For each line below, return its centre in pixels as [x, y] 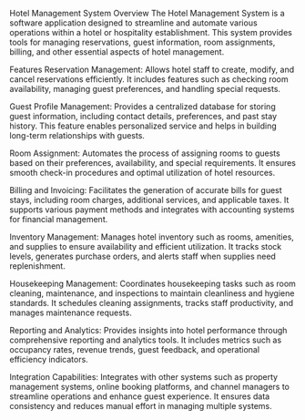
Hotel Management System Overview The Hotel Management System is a [147, 13]
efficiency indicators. [49, 359]
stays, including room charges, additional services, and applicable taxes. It [149, 200]
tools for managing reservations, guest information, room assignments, [142, 42]
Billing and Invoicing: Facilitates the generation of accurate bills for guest [146, 190]
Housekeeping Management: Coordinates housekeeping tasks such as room [152, 283]
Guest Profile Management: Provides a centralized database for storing [142, 107]
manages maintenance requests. [71, 312]
